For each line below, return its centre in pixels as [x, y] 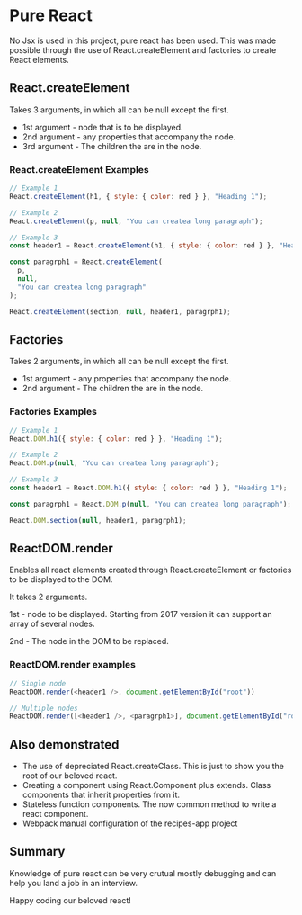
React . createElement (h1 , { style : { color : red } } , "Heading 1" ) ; [138, 196]
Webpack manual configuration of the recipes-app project [130, 823]
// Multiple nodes [44, 708]
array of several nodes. [52, 624]
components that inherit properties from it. [101, 795]
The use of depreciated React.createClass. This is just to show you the [153, 767]
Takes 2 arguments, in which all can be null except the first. [119, 362]
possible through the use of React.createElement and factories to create [143, 49]
